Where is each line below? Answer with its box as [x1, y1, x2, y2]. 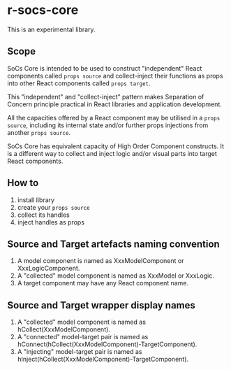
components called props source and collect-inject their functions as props [7, 71, 223, 80]
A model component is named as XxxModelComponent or [17, 257, 184, 265]
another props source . [7, 128, 71, 136]
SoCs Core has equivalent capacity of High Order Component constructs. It [7, 142, 225, 150]
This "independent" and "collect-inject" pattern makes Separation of [7, 92, 204, 101]
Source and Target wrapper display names [7, 299, 195, 311]
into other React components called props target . [7, 79, 151, 87]
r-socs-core [7, 2, 79, 18]
